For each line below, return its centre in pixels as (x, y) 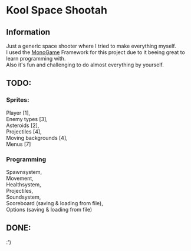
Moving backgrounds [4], (37, 138)
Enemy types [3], (27, 119)
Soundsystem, (24, 197)
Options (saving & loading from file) (49, 209)
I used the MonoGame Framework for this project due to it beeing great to (96, 52)
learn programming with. (36, 58)
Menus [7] (19, 144)
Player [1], (18, 113)
